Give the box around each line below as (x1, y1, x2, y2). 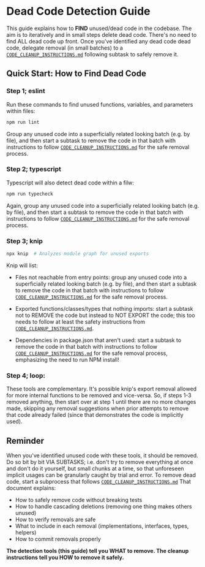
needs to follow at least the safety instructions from (15, 318, 146, 325)
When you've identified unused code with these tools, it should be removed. (6, 452, 199, 459)
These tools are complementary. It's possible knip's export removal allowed (6, 385, 197, 393)
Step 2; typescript (6, 165, 61, 173)
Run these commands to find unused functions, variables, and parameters (6, 101, 193, 108)
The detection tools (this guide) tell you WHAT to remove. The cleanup (6, 547, 189, 554)
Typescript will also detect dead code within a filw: (6, 179, 135, 186)
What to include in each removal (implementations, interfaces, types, (15, 522, 189, 530)
